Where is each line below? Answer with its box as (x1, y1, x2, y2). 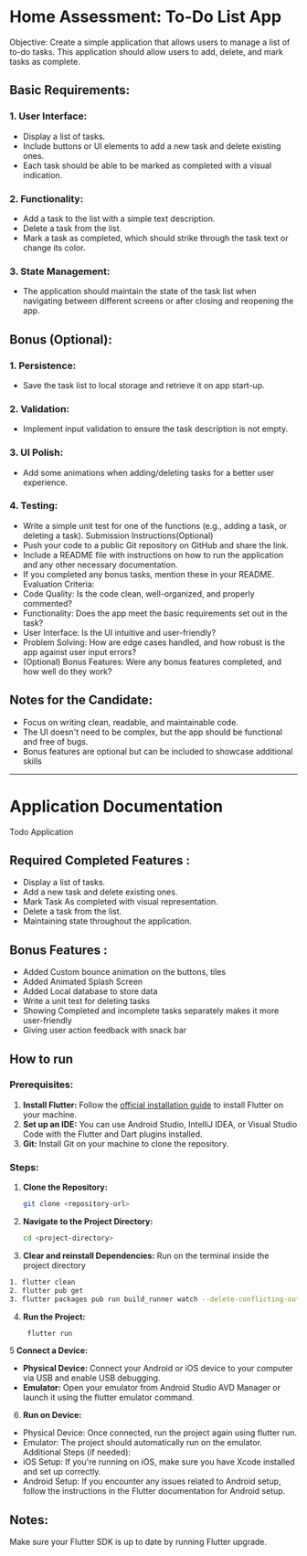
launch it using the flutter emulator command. (22, 1392, 195, 1403)
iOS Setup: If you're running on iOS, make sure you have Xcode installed (22, 1456, 295, 1467)
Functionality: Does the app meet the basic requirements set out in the (22, 608, 288, 619)
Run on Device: (22, 1410, 82, 1421)
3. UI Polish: (9, 446, 64, 459)
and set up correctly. (22, 1466, 101, 1477)
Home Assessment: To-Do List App (9, 6, 281, 27)
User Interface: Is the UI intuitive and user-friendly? (22, 627, 217, 638)
